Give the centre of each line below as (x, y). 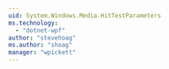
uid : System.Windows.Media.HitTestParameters (84, 15)
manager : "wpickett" (42, 52)
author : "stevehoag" (42, 38)
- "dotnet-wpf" (40, 30)
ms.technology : (33, 23)
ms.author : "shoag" (40, 45)
